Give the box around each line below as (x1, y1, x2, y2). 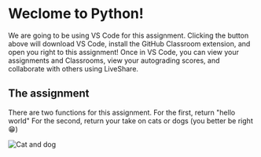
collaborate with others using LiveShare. (8, 64, 139, 73)
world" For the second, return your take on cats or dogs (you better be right (8, 115, 253, 126)
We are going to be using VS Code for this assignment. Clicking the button (8, 31, 249, 40)
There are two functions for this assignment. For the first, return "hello (8, 108, 236, 117)
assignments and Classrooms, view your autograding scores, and (8, 56, 220, 65)
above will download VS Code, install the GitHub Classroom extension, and (8, 38, 251, 48)
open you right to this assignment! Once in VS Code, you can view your (8, 47, 240, 57)
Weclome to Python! (8, 5, 144, 23)
